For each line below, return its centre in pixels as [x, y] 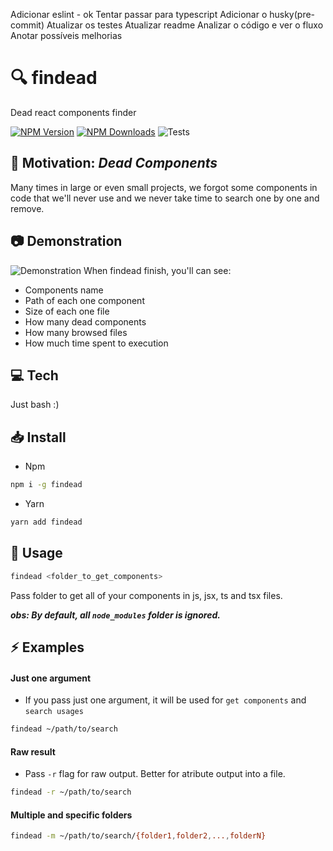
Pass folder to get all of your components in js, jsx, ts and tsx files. [146, 595]
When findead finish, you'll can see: [157, 270]
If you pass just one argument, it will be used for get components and [165, 700]
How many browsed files [76, 332]
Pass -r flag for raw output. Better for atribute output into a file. [155, 774]
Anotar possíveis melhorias [66, 35]
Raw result [33, 751]
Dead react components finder [73, 112]
